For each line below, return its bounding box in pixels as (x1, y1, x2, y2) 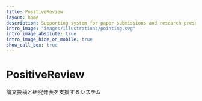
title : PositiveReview (6, 8, 63, 15)
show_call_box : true (6, 42, 58, 48)
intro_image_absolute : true (6, 31, 77, 37)
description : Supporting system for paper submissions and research (6, 20, 182, 26)
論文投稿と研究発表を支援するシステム (6, 88, 101, 96)
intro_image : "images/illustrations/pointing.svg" (6, 25, 136, 32)
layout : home (6, 14, 39, 20)
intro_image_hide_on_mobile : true (6, 36, 93, 42)
